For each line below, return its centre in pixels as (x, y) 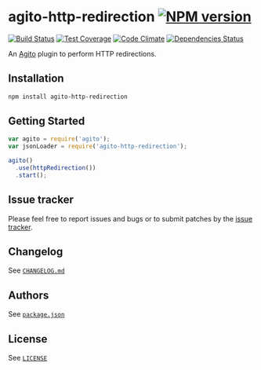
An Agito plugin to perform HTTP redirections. (82, 53)
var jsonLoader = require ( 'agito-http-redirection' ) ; (98, 147)
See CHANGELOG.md (36, 270)
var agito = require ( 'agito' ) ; (59, 139)
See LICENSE (28, 358)
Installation (36, 79)
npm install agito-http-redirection (68, 97)
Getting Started (47, 121)
